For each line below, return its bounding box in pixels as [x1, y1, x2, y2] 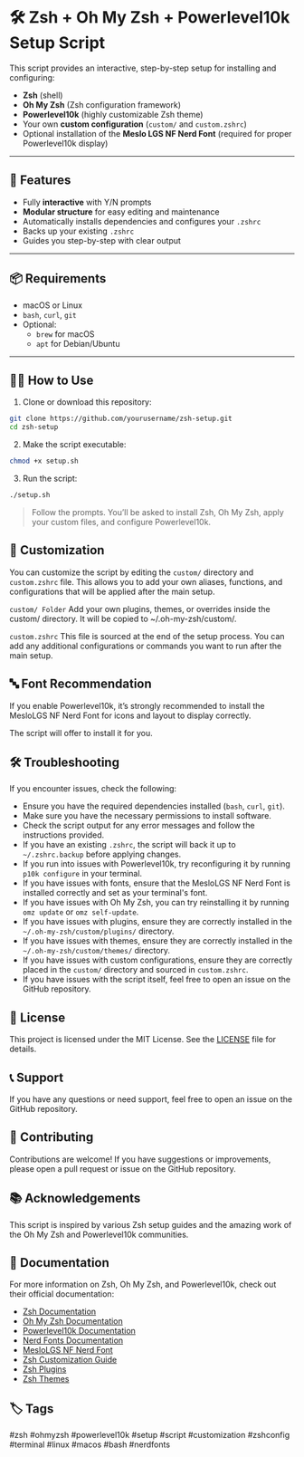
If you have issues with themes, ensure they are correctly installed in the [22, 935, 293, 946]
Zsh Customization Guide [22, 1355, 118, 1366]
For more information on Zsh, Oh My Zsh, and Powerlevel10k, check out [9, 1279, 277, 1290]
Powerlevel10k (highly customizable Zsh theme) [22, 109, 204, 120]
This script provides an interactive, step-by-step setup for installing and [9, 62, 277, 73]
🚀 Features [9, 173, 71, 188]
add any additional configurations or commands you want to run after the [9, 640, 282, 651]
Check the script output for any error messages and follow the [22, 820, 255, 831]
